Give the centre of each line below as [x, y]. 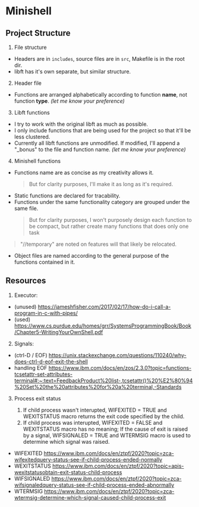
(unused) [25, 307]
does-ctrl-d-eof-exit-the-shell [51, 361]
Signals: [24, 344]
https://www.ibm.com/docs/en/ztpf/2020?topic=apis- [118, 466]
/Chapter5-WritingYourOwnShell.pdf [59, 332]
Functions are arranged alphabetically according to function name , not [101, 95]
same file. [26, 208]
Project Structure [38, 33]
